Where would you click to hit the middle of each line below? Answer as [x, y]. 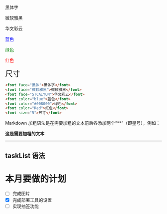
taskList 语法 [25, 155]
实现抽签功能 [25, 206]
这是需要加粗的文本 [25, 134]
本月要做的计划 [36, 179]
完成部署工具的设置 [32, 200]
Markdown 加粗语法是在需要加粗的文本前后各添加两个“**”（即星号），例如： [83, 123]
